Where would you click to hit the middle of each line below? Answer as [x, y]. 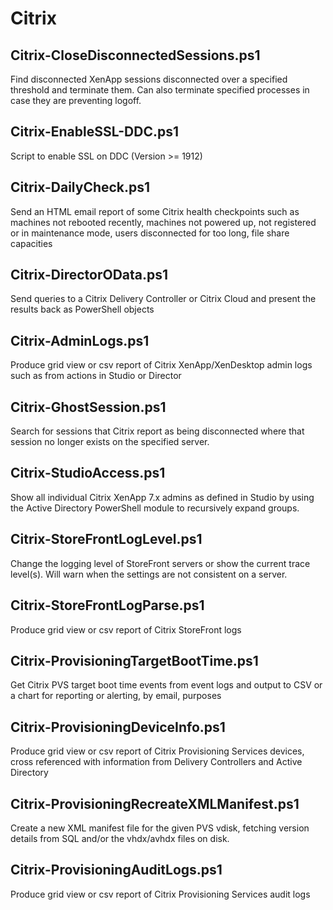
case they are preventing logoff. [76, 100]
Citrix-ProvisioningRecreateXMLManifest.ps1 [155, 803]
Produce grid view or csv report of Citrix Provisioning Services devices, [157, 751]
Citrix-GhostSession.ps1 [88, 407]
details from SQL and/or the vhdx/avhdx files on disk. [120, 838]
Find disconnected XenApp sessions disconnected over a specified [149, 79]
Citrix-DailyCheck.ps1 [80, 187]
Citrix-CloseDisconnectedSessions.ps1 [135, 55]
